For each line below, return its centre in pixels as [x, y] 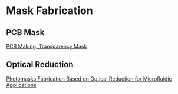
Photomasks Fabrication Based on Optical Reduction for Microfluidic [89, 79]
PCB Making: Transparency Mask [47, 46]
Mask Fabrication [50, 11]
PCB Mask [25, 32]
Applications [21, 85]
